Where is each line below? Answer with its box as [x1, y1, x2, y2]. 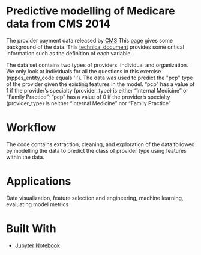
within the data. [6, 153, 45, 161]
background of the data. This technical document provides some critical [6, 43, 185, 51]
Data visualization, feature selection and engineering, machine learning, [6, 194, 184, 201]
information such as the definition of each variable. [6, 49, 132, 57]
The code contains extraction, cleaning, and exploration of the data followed [6, 140, 195, 148]
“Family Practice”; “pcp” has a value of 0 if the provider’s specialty [6, 93, 170, 100]
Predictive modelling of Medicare [6, 4, 175, 18]
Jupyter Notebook [14, 242, 60, 249]
